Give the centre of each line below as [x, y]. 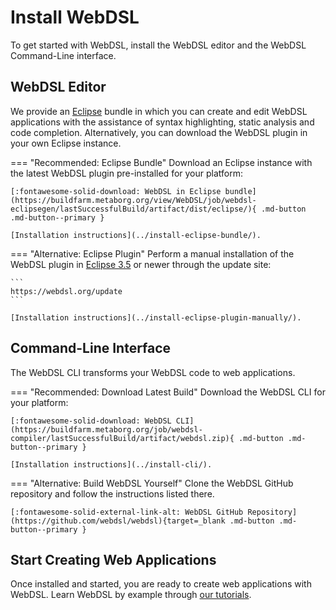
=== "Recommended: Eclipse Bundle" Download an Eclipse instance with [161, 162]
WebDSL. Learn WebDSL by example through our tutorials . [131, 595]
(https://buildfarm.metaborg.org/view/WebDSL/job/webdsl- [133, 200]
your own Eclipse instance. [66, 143]
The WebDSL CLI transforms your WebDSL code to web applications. [153, 372]
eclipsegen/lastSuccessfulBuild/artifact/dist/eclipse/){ [133, 209]
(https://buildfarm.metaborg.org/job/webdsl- [106, 429]
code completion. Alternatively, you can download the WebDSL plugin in [159, 132]
